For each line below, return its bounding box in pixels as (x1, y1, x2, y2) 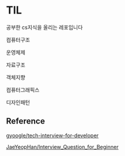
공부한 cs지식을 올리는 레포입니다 (6, 24, 83, 31)
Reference (6, 116, 45, 127)
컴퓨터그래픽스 (6, 86, 40, 93)
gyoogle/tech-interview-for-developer (6, 132, 99, 139)
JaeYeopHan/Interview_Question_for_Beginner (6, 143, 119, 150)
